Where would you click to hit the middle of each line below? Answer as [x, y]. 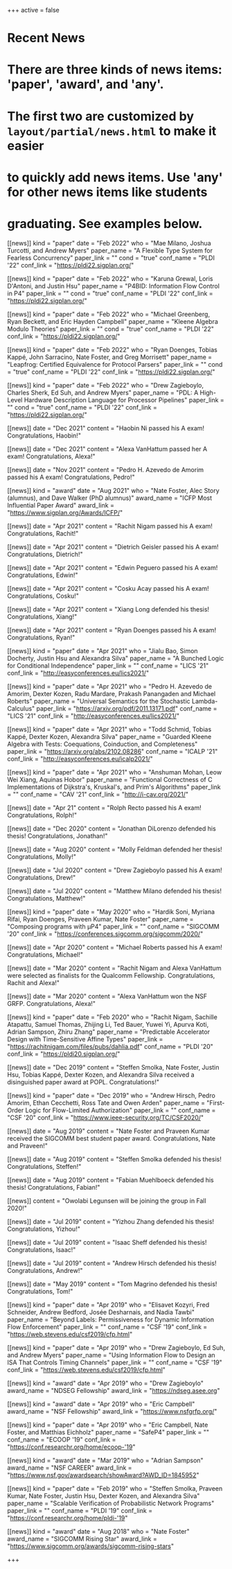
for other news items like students [107, 192]
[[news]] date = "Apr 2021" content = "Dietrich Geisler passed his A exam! [113, 546]
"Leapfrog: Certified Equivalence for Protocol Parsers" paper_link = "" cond [115, 364]
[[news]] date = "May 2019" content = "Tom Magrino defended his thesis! [112, 1284]
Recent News [46, 38]
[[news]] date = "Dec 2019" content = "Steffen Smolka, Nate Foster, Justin [113, 1067]
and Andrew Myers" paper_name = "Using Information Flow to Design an [111, 1355]
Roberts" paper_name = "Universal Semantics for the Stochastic [99, 701]
